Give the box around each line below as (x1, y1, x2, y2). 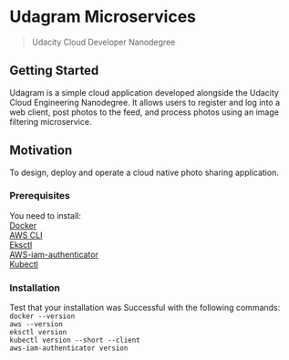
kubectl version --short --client (9, 335, 141, 345)
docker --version (9, 312, 76, 321)
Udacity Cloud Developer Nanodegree (31, 36, 176, 47)
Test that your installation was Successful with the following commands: (9, 303, 281, 314)
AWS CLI (9, 230, 43, 241)
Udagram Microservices (9, 6, 197, 27)
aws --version (9, 320, 64, 329)
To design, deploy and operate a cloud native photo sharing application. (9, 167, 280, 178)
